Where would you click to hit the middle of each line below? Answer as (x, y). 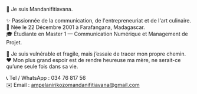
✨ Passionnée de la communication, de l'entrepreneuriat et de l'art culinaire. (99, 20)
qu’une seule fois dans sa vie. (42, 66)
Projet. (14, 42)
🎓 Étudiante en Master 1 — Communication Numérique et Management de (97, 34)
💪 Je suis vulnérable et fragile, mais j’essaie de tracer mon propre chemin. (96, 54)
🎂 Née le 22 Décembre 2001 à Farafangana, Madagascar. (76, 27)
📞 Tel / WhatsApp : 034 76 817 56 (46, 78)
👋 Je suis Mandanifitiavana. (40, 9)
